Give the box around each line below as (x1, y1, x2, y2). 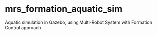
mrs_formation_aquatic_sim (5, 3, 123, 15)
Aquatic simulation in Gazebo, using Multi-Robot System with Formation (5, 19, 153, 25)
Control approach (5, 24, 41, 30)
